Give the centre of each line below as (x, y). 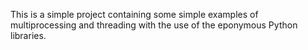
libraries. (28, 35)
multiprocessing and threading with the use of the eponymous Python (154, 25)
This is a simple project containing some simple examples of (134, 14)
